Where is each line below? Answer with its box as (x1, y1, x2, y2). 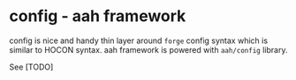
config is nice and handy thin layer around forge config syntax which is (9, 35, 268, 46)
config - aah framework (9, 6, 186, 26)
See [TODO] (9, 62, 54, 72)
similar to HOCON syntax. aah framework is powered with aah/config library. (9, 44, 288, 55)
